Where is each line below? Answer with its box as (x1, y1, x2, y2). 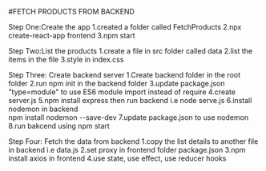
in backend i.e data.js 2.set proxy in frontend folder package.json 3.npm (8, 145, 246, 154)
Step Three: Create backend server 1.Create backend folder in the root (8, 70, 241, 79)
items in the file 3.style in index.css (8, 55, 124, 64)
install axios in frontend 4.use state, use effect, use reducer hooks (8, 153, 227, 163)
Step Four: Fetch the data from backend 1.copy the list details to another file (8, 137, 259, 146)
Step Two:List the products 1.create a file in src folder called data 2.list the (8, 46, 253, 55)
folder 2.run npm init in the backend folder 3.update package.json (8, 79, 225, 88)
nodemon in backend (8, 104, 79, 113)
